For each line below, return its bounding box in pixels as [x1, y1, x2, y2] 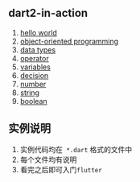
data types [19, 44, 56, 55]
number [19, 79, 47, 89]
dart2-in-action [8, 6, 89, 20]
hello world [19, 27, 58, 37]
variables [19, 62, 51, 72]
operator [19, 53, 50, 63]
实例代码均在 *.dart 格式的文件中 [19, 144, 133, 154]
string [19, 88, 40, 97]
